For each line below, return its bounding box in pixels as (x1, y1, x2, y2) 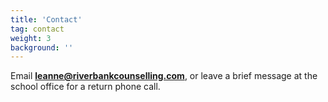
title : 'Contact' (10, 14, 83, 25)
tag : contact (10, 24, 65, 34)
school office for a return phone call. (10, 81, 161, 93)
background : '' (10, 42, 74, 53)
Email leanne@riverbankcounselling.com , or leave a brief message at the (10, 70, 318, 82)
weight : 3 (10, 33, 52, 43)
